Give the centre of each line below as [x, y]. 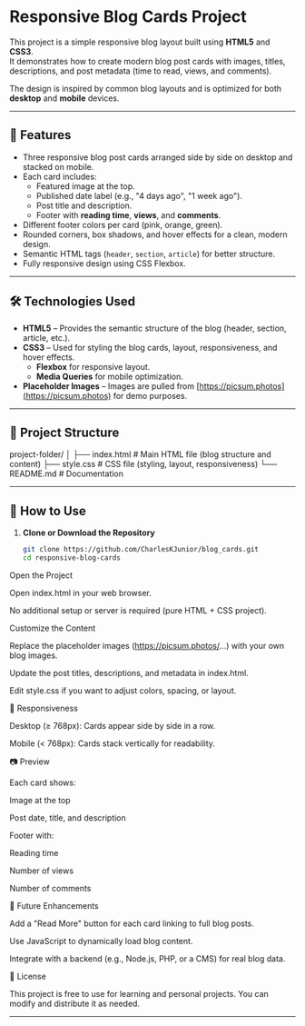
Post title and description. [84, 205]
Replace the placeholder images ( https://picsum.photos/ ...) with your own [147, 645]
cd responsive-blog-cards [71, 558]
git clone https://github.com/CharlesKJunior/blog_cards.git [141, 550]
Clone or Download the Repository [89, 533]
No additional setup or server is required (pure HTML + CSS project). [138, 610]
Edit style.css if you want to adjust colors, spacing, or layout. [123, 690]
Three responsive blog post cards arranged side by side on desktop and [157, 157]
